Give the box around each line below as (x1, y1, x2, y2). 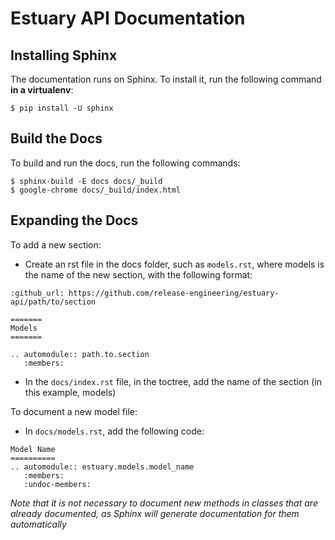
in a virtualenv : (10, 84, 74, 96)
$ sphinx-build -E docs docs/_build (10, 176, 163, 186)
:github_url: (10, 288, 65, 298)
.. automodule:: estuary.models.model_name (10, 462, 195, 472)
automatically (10, 518, 67, 530)
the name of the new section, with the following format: (24, 268, 253, 281)
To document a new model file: (10, 405, 138, 417)
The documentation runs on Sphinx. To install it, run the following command (10, 73, 322, 85)
